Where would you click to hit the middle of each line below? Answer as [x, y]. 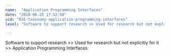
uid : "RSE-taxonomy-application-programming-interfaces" [67, 19]
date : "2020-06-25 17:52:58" [36, 15]
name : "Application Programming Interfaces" [54, 10]
